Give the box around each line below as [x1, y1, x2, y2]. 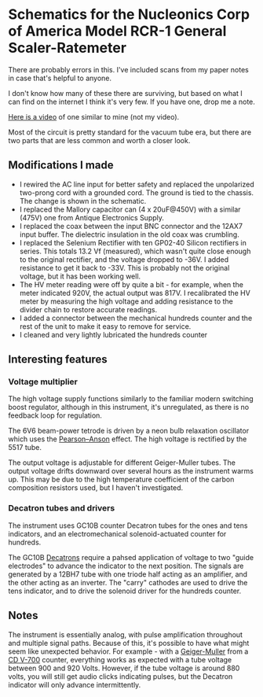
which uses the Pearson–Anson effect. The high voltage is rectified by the [8, 434, 247, 444]
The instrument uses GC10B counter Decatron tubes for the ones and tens [8, 521, 248, 530]
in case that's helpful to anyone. [8, 73, 112, 83]
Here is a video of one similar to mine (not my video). [8, 112, 180, 121]
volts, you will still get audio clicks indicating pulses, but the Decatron [8, 671, 233, 681]
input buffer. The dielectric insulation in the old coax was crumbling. [19, 230, 239, 239]
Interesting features [8, 352, 108, 367]
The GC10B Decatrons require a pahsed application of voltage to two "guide [8, 552, 254, 562]
